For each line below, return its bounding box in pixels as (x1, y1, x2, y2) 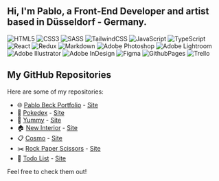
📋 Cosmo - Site (16, 134, 63, 142)
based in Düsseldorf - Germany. (7, 17, 147, 28)
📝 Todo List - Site (16, 154, 67, 162)
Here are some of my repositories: (7, 87, 104, 96)
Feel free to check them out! (7, 167, 87, 175)
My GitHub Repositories (7, 69, 112, 81)
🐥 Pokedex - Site (16, 108, 65, 116)
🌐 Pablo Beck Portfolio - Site (16, 100, 98, 109)
